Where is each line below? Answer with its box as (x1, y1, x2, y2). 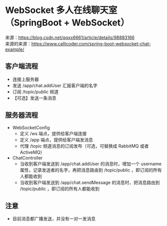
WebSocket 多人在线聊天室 (5, 4, 118, 16)
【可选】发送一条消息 (12, 95, 56, 101)
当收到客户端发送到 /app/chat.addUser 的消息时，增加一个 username (19, 161, 162, 167)
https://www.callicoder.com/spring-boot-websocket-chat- (31, 40, 151, 46)
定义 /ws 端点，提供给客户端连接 (19, 130, 87, 136)
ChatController (12, 155, 43, 161)
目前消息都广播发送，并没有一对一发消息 (12, 216, 96, 222)
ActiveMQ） (19, 149, 45, 155)
